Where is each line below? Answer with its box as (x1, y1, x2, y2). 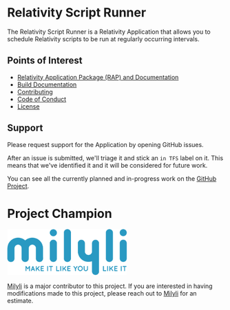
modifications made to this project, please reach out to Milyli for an (7, 289, 198, 298)
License (17, 102, 40, 111)
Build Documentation (17, 80, 77, 89)
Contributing (17, 87, 53, 96)
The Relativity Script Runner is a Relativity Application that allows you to (7, 27, 211, 36)
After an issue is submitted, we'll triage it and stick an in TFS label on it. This (7, 153, 224, 162)
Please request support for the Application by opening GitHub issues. (7, 140, 205, 148)
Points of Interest (7, 55, 83, 67)
